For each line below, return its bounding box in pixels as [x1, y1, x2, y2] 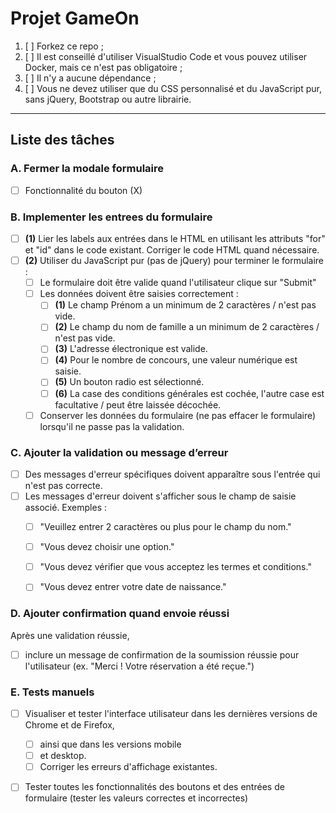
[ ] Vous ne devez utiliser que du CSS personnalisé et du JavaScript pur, [24, 82, 322, 94]
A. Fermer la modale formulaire [10, 162, 165, 176]
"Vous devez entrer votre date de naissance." [39, 581, 227, 593]
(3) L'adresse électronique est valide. [54, 343, 208, 355]
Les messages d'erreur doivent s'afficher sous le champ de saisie [24, 490, 297, 502]
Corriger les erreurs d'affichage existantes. [39, 761, 218, 773]
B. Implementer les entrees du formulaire [10, 210, 213, 224]
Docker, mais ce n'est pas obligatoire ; [24, 61, 183, 73]
